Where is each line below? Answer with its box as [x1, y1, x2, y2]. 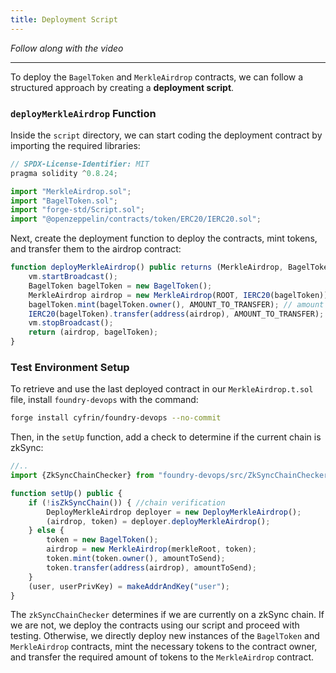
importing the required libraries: [10, 139, 141, 151]
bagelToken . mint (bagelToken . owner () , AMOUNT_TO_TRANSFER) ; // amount [28, 299, 325, 310]
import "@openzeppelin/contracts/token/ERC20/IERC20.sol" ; [10, 214, 262, 225]
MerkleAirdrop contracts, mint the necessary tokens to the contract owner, [10, 641, 318, 653]
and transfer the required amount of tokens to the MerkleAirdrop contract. [10, 651, 315, 663]
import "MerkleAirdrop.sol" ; [10, 186, 132, 196]
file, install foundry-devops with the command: [10, 394, 199, 406]
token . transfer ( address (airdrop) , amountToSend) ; [46, 562, 257, 573]
